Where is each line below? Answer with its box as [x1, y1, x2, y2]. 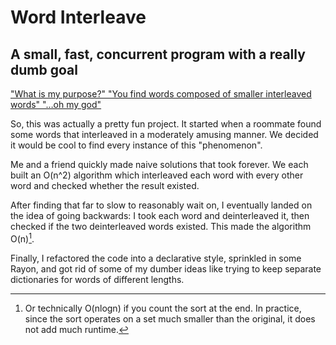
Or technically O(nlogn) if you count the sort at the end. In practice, [24, 302, 302, 314]
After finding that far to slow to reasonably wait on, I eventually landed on [10, 199, 313, 211]
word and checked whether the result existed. [10, 180, 200, 191]
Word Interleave [10, 6, 147, 29]
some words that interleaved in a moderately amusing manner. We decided [10, 129, 319, 140]
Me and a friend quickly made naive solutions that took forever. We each [10, 159, 309, 170]
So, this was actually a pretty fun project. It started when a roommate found [10, 118, 322, 130]
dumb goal [10, 61, 78, 78]
